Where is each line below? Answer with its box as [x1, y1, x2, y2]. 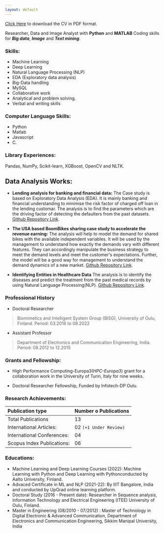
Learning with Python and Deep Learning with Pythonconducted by [12, 471, 148, 477]
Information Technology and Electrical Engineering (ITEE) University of [12, 497, 155, 503]
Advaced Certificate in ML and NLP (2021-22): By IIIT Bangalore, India [12, 481, 154, 487]
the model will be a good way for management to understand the [12, 257, 143, 263]
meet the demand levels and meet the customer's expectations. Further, [12, 252, 158, 258]
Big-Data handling [12, 80, 49, 85]
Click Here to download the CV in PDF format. [5, 21, 97, 27]
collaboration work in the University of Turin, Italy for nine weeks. [12, 373, 144, 379]
